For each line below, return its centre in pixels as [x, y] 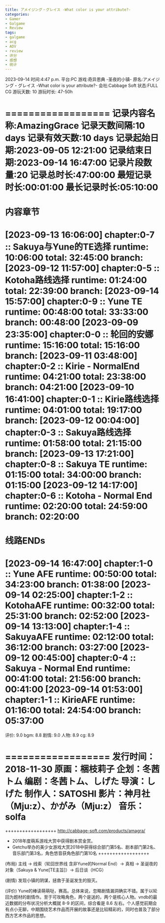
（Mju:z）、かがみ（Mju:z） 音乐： [75, 806]
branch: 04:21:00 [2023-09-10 [69, 387]
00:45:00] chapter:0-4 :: [84, 658]
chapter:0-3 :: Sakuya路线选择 [68, 432]
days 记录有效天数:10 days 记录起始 [78, 138]
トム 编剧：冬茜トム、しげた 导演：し [80, 781]
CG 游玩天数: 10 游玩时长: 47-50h [39, 92]
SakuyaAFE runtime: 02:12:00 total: [80, 637]
